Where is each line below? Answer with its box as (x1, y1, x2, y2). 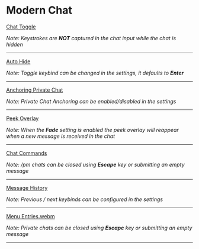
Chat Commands (6, 149, 47, 157)
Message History (6, 184, 48, 191)
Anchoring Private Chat (6, 86, 63, 93)
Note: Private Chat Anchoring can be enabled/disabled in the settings (6, 98, 176, 105)
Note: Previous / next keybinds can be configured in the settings (6, 196, 163, 203)
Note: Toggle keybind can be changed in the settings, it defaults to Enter (6, 69, 184, 76)
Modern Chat (6, 4, 72, 17)
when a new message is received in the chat (6, 132, 115, 140)
